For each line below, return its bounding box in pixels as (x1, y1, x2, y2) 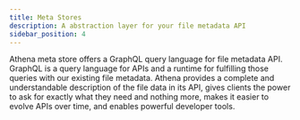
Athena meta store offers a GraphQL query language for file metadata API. (9, 54, 283, 65)
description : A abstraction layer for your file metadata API (9, 21, 246, 30)
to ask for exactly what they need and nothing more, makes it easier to (9, 92, 270, 102)
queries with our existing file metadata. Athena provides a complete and (9, 73, 275, 84)
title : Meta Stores (9, 12, 82, 22)
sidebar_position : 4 (9, 29, 87, 38)
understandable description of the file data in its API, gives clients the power (9, 82, 291, 93)
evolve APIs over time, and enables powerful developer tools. (9, 101, 236, 112)
